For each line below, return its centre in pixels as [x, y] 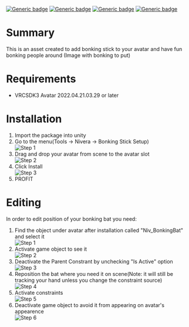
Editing [24, 203]
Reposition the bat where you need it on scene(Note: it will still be [94, 274]
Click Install [28, 166]
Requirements [41, 79]
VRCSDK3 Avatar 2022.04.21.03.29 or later [67, 95]
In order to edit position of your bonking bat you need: [71, 219]
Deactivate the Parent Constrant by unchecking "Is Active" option [94, 261]
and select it [30, 236]
